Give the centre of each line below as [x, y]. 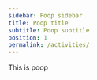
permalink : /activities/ [49, 45]
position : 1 [28, 38]
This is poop [28, 67]
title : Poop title [38, 23]
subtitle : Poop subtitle [49, 30]
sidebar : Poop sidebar [45, 15]
